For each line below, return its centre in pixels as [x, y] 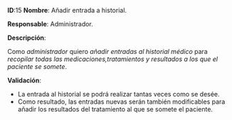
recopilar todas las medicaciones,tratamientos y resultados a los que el [113, 59]
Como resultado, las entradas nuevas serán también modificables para [121, 102]
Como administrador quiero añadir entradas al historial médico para [107, 51]
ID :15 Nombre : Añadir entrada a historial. [67, 10]
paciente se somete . [37, 66]
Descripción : [27, 38]
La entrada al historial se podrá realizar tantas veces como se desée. [118, 94]
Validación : [24, 80]
